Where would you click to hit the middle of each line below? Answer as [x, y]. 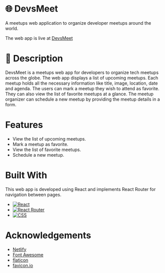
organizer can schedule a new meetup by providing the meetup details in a [82, 99]
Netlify [19, 249]
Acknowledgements [48, 235]
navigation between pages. [33, 194]
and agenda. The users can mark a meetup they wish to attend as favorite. [82, 88]
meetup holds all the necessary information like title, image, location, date [81, 83]
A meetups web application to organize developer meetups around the [78, 23]
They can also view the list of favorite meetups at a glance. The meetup [79, 94]
